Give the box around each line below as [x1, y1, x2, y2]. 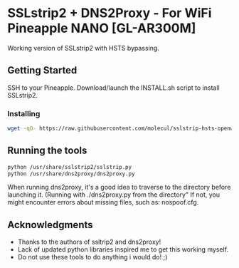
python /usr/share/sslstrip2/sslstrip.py [7, 163, 132, 170]
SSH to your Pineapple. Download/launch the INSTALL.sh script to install [7, 83, 220, 92]
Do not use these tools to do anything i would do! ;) [17, 253, 168, 262]
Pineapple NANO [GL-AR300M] [7, 20, 196, 36]
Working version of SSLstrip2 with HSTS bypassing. [7, 43, 160, 52]
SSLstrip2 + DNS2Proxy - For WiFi [7, 5, 212, 21]
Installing [7, 108, 41, 118]
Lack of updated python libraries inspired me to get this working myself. [17, 245, 229, 254]
